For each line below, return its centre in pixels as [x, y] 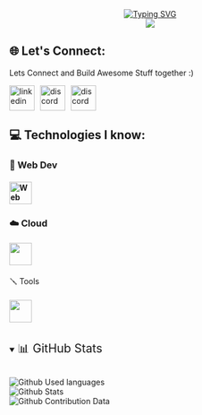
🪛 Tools [25, 281]
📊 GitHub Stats [60, 349]
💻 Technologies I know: [77, 135]
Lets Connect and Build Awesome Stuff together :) [101, 73]
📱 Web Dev [34, 165]
